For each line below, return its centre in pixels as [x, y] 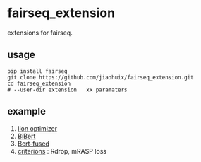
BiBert [26, 136]
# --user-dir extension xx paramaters [68, 90]
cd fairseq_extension [39, 83]
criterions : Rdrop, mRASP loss [62, 151]
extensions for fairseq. [40, 33]
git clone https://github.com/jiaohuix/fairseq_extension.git [100, 77]
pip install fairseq [38, 71]
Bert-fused [33, 144]
